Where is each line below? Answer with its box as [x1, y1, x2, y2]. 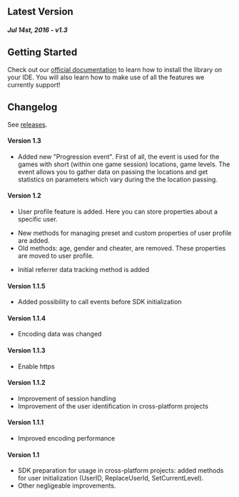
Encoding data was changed [17, 330, 102, 338]
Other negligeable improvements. [17, 481, 116, 490]
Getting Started [7, 46, 78, 59]
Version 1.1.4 [7, 313, 46, 322]
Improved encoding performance [17, 434, 116, 443]
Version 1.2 [7, 191, 41, 200]
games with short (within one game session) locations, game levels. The [17, 160, 230, 169]
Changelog [7, 101, 58, 114]
